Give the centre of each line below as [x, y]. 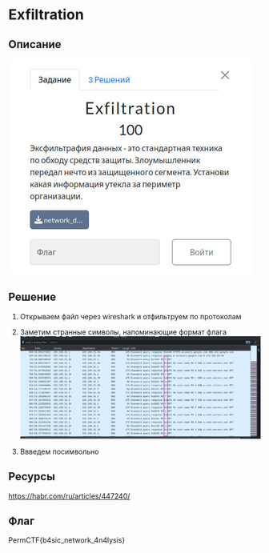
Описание [35, 44]
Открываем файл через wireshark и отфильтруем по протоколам [130, 316]
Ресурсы [32, 477]
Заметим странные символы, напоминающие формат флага [123, 332]
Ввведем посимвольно [59, 451]
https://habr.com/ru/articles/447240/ [69, 496]
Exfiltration [46, 15]
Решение [32, 297]
